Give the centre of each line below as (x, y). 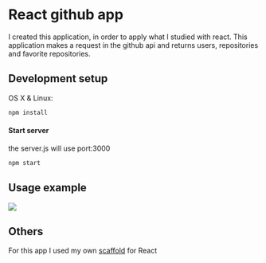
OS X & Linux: (31, 98)
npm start (25, 163)
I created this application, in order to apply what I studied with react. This (128, 37)
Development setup (58, 79)
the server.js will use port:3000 (59, 148)
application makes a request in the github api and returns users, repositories (133, 45)
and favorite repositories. (49, 53)
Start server (29, 131)
